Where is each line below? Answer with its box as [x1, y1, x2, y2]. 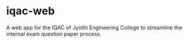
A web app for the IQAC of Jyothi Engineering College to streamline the [6, 24, 183, 31]
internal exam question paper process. [6, 30, 102, 37]
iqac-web [6, 4, 55, 18]
